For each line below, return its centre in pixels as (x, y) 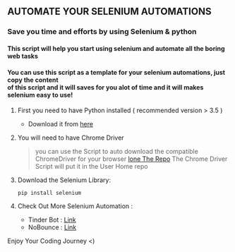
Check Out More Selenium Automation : (75, 206)
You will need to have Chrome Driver (71, 138)
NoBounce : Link (52, 227)
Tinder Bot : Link (52, 220)
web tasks (23, 56)
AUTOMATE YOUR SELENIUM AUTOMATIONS (109, 12)
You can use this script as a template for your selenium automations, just (116, 72)
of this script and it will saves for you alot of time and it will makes (106, 87)
